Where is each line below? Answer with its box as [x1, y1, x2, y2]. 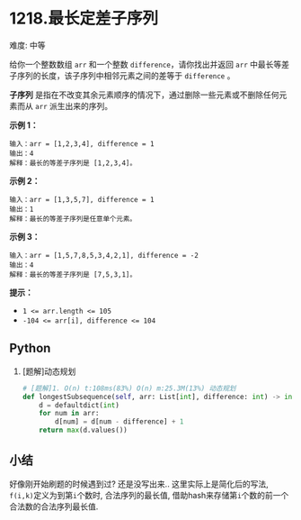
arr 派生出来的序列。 [34, 100, 113, 111]
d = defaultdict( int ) [39, 400, 120, 410]
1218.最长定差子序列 [9, 8, 159, 29]
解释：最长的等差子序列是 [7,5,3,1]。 [9, 269, 137, 279]
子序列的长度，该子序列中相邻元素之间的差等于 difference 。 [9, 69, 235, 81]
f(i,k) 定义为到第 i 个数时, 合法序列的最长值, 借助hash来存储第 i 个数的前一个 [9, 489, 289, 500]
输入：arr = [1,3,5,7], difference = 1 [9, 195, 155, 204]
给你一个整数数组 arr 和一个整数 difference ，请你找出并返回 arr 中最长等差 [9, 59, 290, 69]
